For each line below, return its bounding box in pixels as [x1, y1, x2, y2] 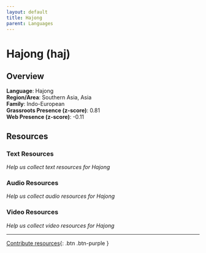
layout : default [6, 9, 48, 15]
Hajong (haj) [6, 47, 71, 61]
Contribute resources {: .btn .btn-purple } [6, 240, 109, 247]
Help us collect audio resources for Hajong [6, 192, 115, 200]
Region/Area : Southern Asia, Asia [6, 94, 92, 101]
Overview [6, 71, 45, 81]
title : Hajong [6, 15, 43, 21]
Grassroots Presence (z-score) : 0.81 [6, 107, 100, 114]
